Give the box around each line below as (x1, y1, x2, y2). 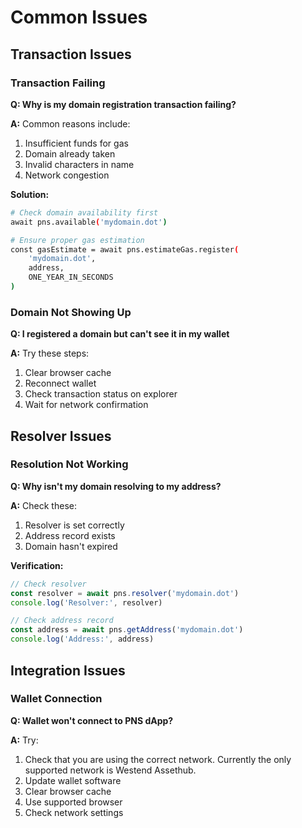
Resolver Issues (10, 427, 112, 445)
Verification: (10, 559, 64, 571)
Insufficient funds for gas (24, 137, 129, 149)
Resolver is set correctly (24, 519, 125, 531)
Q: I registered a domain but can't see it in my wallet (10, 328, 230, 340)
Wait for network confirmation (24, 399, 149, 411)
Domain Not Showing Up (10, 305, 132, 319)
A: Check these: (10, 499, 77, 511)
